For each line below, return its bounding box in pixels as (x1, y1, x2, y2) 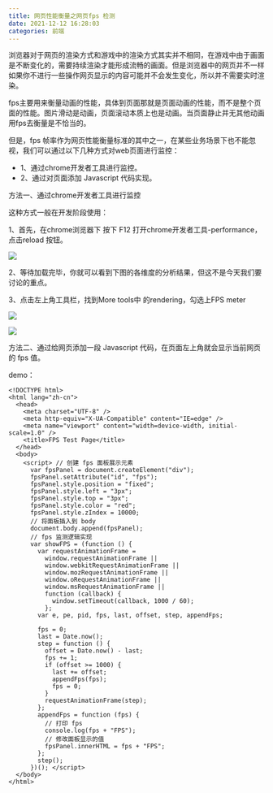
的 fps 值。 (8, 353, 45, 362)
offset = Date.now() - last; (44, 647, 144, 655)
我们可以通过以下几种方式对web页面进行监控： (22, 145, 180, 155)
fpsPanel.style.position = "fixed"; (29, 480, 154, 488)
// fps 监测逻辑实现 (29, 533, 93, 541)
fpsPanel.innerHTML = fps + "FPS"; (44, 743, 165, 751)
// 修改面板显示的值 (44, 735, 105, 743)
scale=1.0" (8, 429, 45, 437)
